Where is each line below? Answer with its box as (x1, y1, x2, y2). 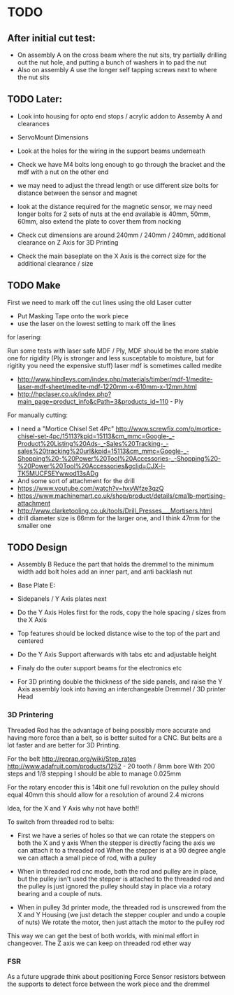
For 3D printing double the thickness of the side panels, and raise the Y (17, 677, 223, 686)
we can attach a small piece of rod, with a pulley (17, 853, 157, 862)
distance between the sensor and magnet (17, 189, 138, 197)
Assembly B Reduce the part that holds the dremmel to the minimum (17, 560, 214, 569)
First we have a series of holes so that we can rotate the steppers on (17, 831, 215, 839)
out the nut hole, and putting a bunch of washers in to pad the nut (17, 58, 207, 67)
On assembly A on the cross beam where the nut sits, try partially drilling (17, 50, 227, 59)
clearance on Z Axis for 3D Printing (17, 238, 119, 246)
